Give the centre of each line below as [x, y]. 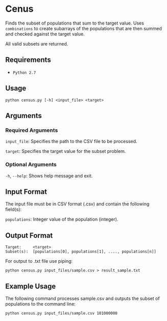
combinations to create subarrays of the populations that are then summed [84, 28]
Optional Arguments [31, 165]
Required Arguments [32, 130]
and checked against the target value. [45, 34]
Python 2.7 [24, 73]
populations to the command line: [40, 304]
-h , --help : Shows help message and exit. [49, 176]
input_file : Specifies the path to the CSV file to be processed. [71, 142]
